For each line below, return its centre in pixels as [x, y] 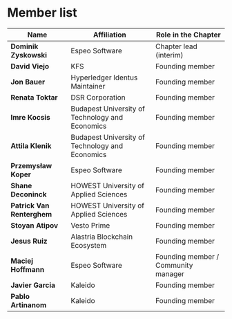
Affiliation [109, 35]
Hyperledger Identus [104, 78]
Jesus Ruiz [29, 241]
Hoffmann [28, 269]
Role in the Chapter [188, 35]
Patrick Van [30, 206]
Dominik [25, 46]
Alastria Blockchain [102, 237]
